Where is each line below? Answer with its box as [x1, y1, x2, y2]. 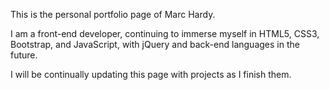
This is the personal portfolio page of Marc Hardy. [10, 9, 216, 20]
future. [10, 49, 38, 61]
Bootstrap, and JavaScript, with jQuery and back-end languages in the [10, 39, 300, 50]
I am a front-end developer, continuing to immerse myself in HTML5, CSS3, [10, 28, 320, 39]
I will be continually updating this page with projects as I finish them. [10, 69, 292, 80]
